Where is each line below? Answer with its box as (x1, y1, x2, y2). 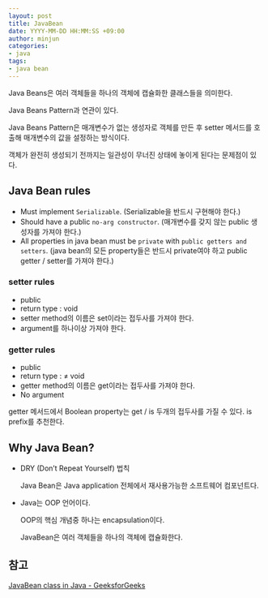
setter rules (8, 277, 55, 288)
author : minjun (8, 34, 60, 43)
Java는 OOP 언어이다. (19, 497, 91, 507)
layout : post (8, 11, 53, 20)
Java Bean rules (8, 184, 91, 198)
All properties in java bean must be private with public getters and (19, 236, 247, 246)
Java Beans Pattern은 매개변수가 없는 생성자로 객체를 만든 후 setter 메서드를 (8, 123, 253, 132)
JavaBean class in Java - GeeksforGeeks (8, 580, 146, 590)
